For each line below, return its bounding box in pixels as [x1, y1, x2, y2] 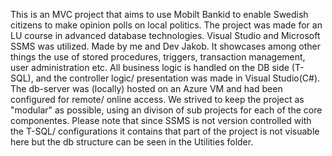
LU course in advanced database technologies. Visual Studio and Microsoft [10, 30, 321, 41]
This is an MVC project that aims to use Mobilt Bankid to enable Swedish [10, 9, 309, 20]
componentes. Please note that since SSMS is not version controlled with [10, 115, 312, 126]
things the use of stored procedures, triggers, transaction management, [10, 51, 306, 63]
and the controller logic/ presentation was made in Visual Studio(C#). [35, 72, 321, 84]
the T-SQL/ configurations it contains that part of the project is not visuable [10, 125, 320, 137]
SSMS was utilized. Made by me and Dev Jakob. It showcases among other [10, 40, 322, 52]
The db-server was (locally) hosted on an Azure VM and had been [10, 83, 283, 94]
